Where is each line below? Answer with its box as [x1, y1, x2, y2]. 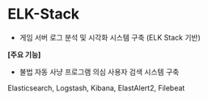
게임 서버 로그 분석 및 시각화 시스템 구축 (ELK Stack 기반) [19, 32, 202, 42]
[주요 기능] [7, 49, 41, 59]
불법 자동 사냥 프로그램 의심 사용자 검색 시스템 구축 [19, 66, 180, 77]
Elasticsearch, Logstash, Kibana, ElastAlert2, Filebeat [7, 82, 185, 93]
